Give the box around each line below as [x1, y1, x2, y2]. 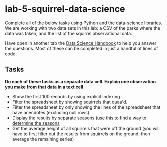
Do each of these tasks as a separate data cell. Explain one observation [5, 78, 156, 84]
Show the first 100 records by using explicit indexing [12, 93, 120, 99]
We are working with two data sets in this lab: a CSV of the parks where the [5, 25, 161, 31]
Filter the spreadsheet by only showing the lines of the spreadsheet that [12, 104, 161, 110]
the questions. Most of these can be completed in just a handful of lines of [5, 45, 158, 51]
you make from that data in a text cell [5, 84, 84, 90]
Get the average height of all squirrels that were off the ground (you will [12, 125, 160, 131]
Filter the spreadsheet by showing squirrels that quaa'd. [12, 99, 128, 105]
